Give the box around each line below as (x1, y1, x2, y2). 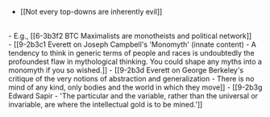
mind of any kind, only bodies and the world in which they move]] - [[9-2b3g (8, 82, 263, 92)
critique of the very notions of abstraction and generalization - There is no (8, 74, 255, 83)
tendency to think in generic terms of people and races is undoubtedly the (8, 48, 255, 57)
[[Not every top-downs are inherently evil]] (19, 7, 163, 16)
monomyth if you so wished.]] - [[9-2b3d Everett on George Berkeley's (8, 65, 244, 75)
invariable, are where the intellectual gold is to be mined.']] (8, 100, 203, 109)
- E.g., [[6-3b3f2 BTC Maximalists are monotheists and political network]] (8, 31, 252, 40)
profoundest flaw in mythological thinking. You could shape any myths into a (8, 56, 262, 66)
